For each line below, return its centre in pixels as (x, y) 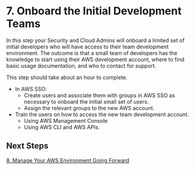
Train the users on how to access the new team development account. (102, 114)
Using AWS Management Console (66, 120)
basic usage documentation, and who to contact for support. (81, 66)
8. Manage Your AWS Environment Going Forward (68, 160)
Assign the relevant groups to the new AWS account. (89, 108)
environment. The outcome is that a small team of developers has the (92, 53)
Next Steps (27, 146)
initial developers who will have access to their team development (88, 47)
